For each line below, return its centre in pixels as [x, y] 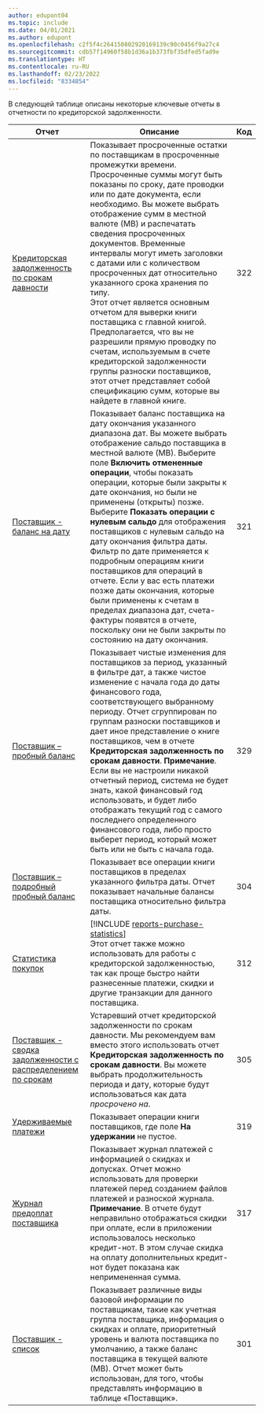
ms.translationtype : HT [47, 60]
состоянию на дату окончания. [149, 640]
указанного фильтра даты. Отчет [153, 881]
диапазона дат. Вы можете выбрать [159, 433]
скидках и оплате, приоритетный [153, 1329]
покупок [28, 968]
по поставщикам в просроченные [155, 154]
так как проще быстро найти [145, 973]
